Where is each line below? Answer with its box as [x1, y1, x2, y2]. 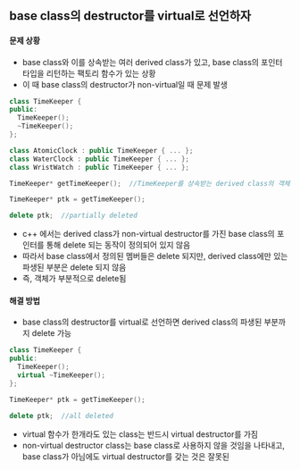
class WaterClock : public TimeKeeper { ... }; [9, 155, 190, 164]
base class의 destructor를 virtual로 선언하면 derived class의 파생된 [21, 316, 262, 328]
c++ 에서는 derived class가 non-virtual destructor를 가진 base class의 [21, 229, 275, 239]
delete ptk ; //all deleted [9, 411, 114, 420]
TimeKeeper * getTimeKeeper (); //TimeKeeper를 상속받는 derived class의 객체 [9, 179, 290, 188]
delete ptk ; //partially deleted [9, 211, 138, 221]
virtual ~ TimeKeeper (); [17, 371, 105, 380]
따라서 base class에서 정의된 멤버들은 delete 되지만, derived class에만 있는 [21, 251, 288, 262]
